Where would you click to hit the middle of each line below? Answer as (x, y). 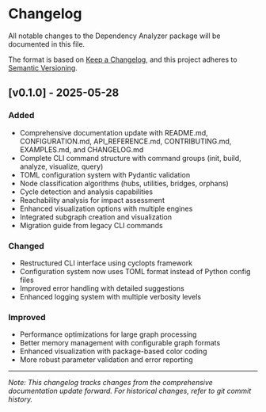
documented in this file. (47, 44)
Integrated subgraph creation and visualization (96, 217)
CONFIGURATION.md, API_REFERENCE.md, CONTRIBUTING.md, (125, 141)
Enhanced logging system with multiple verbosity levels (110, 296)
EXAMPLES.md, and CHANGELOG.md (82, 149)
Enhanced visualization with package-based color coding (113, 351)
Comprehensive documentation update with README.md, (114, 132)
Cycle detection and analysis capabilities (86, 192)
